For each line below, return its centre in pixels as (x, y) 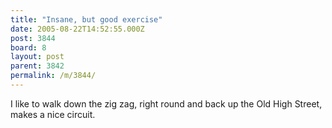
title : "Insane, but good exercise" (86, 19)
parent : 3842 (37, 66)
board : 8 (28, 47)
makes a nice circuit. (53, 114)
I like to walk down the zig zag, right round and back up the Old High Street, (166, 103)
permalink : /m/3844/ (53, 76)
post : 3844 (33, 38)
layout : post (37, 57)
